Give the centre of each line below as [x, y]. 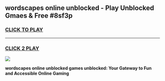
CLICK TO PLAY [24, 30]
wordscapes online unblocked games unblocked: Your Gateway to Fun [79, 68]
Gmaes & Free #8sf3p [39, 16]
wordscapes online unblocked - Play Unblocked [80, 8]
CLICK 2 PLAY [22, 48]
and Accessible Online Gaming [37, 73]
